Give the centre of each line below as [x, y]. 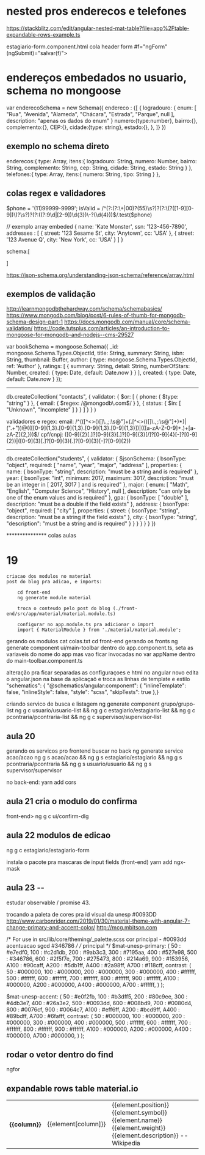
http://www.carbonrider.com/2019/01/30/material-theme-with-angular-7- [98, 921]
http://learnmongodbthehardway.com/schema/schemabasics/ [85, 309]
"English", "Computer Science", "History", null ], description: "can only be [99, 491]
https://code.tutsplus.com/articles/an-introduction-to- [102, 328]
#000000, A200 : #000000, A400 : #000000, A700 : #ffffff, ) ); [85, 984]
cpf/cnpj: [52, 435]
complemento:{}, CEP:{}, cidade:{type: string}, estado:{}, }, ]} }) [86, 127]
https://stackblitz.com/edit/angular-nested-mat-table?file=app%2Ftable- [98, 28]
